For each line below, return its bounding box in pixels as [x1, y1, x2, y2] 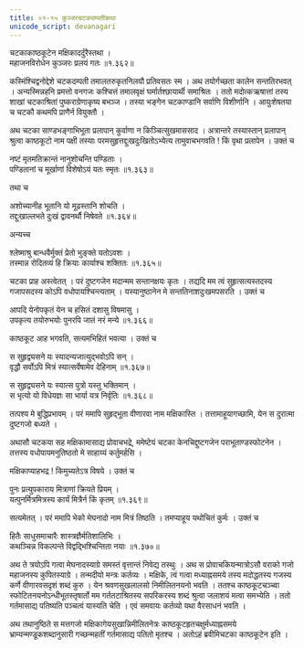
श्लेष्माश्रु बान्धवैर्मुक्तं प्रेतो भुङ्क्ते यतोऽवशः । [9, 247, 131, 258]
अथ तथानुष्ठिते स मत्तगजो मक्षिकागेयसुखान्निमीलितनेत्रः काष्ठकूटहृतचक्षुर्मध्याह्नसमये [9, 618, 237, 629]
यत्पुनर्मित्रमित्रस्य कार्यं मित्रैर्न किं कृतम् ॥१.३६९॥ [9, 494, 148, 505]
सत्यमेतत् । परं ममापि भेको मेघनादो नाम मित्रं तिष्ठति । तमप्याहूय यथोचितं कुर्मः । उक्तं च [9, 512, 259, 523]
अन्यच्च [9, 229, 31, 239]
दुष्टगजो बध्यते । [9, 418, 58, 430]
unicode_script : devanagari [9, 22, 117, 31]
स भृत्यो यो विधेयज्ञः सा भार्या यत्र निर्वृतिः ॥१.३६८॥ [9, 389, 153, 400]
